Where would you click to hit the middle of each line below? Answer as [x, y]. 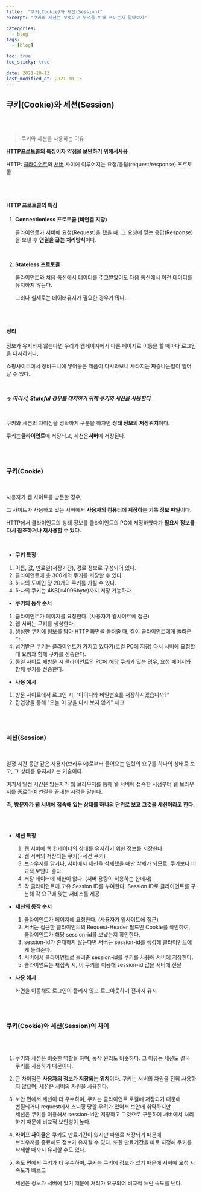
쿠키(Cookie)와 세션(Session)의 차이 [58, 1026]
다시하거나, [26, 353]
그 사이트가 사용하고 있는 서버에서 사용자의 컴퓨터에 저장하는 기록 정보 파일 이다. [99, 509]
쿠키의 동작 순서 [33, 603]
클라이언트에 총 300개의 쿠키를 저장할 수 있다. [69, 575]
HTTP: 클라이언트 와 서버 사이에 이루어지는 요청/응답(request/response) [91, 165]
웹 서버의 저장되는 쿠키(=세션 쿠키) [65, 856]
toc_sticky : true [28, 62]
